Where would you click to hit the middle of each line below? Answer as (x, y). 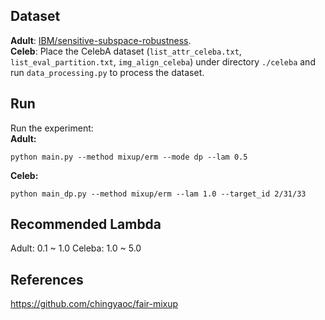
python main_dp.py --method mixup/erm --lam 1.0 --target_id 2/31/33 (158, 194)
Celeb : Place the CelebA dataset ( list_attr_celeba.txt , (126, 51)
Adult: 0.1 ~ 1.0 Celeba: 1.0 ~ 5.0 (76, 248)
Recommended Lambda (86, 224)
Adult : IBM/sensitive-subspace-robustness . (101, 40)
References (47, 279)
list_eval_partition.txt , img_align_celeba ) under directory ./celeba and (163, 61)
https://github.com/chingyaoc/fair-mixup (94, 304)
